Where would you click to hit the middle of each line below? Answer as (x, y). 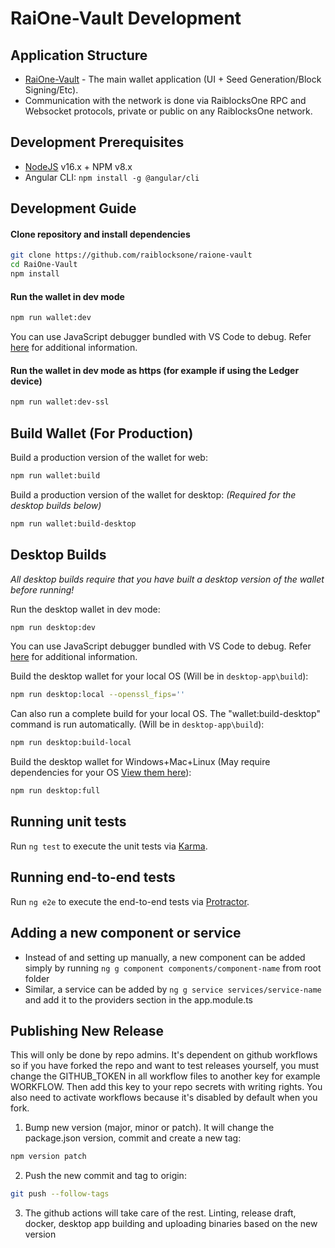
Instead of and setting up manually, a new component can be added (165, 957)
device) (26, 381)
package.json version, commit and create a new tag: (133, 1138)
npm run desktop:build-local (71, 743)
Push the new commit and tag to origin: (105, 1176)
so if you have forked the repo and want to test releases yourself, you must (165, 1066)
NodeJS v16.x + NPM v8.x (78, 166)
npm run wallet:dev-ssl (60, 402)
